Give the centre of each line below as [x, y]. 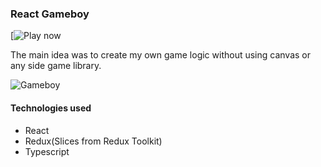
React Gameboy [50, 14]
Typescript [47, 151]
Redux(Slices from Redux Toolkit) [93, 141]
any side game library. [56, 66]
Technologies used [51, 108]
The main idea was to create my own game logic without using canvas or [161, 55]
